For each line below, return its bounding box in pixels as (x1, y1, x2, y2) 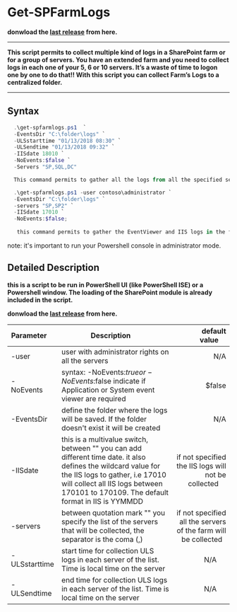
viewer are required (61, 393, 126, 403)
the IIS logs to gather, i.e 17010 (61, 470, 167, 480)
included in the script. (7, 295, 73, 304)
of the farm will (176, 525, 226, 535)
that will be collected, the (61, 525, 145, 535)
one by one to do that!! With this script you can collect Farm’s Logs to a (7, 70, 220, 79)
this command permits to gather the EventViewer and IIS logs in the (16, 229, 226, 236)
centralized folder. (7, 78, 63, 86)
